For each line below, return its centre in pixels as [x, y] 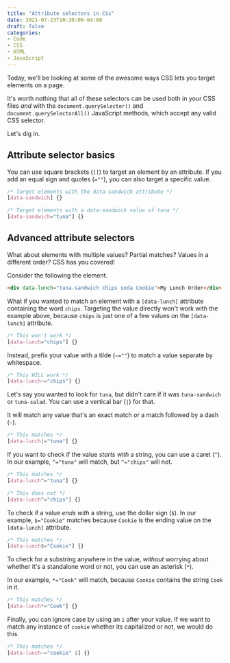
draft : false [26, 26]
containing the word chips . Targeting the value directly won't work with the [113, 308]
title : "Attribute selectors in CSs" [61, 13]
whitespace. [24, 362]
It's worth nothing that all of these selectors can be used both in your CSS [111, 98]
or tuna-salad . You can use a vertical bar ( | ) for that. [81, 402]
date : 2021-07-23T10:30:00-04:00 [55, 20]
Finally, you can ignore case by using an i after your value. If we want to [109, 619]
